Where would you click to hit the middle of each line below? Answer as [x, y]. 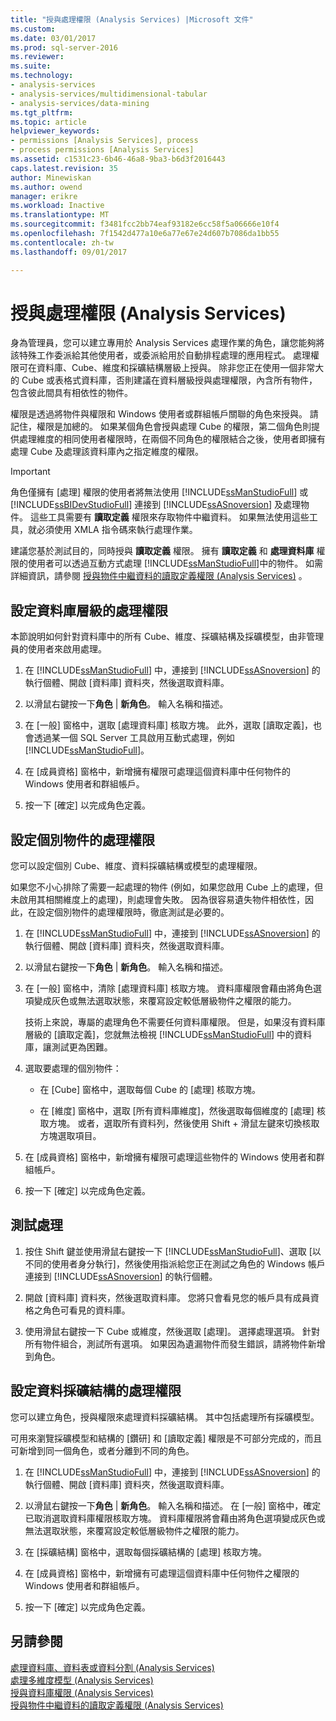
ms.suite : [31, 66]
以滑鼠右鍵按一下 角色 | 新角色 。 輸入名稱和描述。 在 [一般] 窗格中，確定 [173, 1505]
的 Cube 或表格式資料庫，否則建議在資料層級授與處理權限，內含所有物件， [164, 380]
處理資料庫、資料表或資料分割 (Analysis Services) [112, 1667]
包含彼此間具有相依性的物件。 [71, 393]
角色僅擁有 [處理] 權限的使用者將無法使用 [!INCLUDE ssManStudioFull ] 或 [159, 492]
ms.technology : [42, 76]
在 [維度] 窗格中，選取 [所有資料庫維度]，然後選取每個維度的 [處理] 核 [182, 1111]
